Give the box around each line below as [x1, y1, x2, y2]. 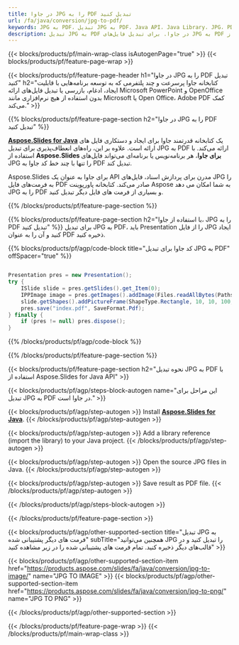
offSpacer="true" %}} [8, 251, 72, 260]
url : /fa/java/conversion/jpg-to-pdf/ [8, 17, 123, 24]
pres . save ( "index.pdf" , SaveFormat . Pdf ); [21, 305, 145, 312]
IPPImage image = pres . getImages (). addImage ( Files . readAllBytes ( [21, 291, 218, 298]
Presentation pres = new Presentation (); [8, 271, 133, 279]
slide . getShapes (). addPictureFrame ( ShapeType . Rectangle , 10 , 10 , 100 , [21, 298, 234, 305]
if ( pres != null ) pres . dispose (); [21, 318, 126, 325]
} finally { [8, 311, 43, 318]
